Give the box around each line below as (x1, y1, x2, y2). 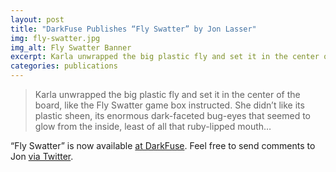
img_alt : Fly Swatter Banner (10, 42, 132, 53)
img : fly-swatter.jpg (10, 33, 101, 43)
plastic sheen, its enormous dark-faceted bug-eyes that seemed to (34, 110, 311, 121)
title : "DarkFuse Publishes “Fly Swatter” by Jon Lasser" (10, 24, 257, 34)
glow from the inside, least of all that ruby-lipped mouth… (34, 121, 272, 132)
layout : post (10, 14, 65, 25)
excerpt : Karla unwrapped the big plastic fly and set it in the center (10, 52, 320, 62)
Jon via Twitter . (10, 151, 74, 162)
